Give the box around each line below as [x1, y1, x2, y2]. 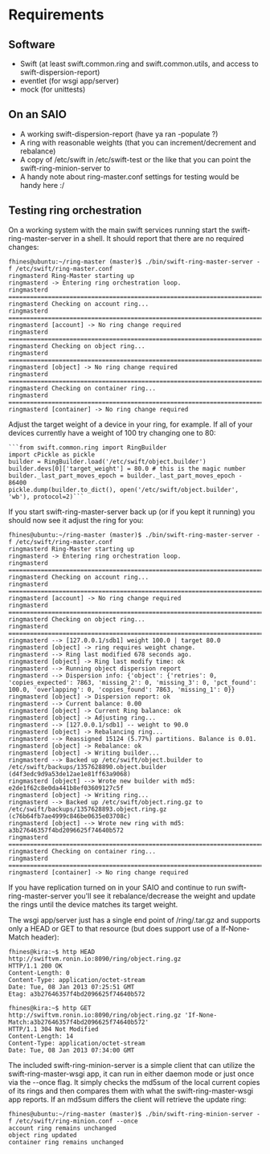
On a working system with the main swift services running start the [8, 225, 230, 235]
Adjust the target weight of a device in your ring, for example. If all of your [8, 419, 253, 429]
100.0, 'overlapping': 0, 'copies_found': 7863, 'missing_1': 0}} [8, 685, 235, 694]
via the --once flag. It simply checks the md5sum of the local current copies [8, 1077, 260, 1086]
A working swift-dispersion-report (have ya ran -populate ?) [19, 129, 219, 138]
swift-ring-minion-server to [19, 163, 111, 173]
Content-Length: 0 [8, 968, 70, 977]
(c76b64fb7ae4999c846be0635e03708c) [8, 812, 131, 820]
